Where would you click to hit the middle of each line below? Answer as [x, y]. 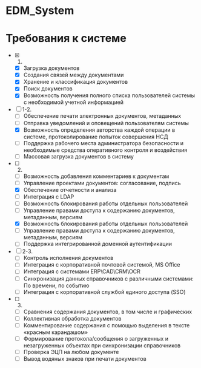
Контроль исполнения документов [68, 258]
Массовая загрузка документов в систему [79, 156]
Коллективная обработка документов [72, 318]
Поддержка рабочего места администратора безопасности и [104, 143]
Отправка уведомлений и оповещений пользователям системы [106, 123]
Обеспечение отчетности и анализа [70, 189]
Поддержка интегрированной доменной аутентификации [97, 244]
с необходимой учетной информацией [74, 102]
